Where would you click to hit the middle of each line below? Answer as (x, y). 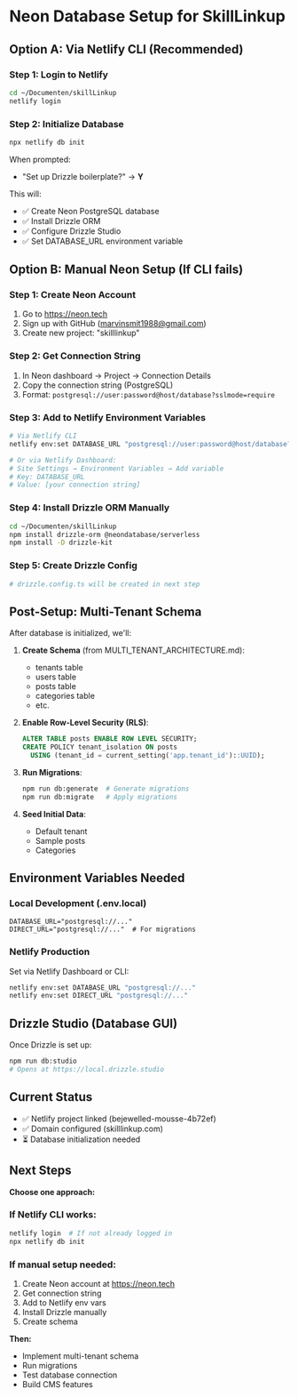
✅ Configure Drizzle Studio (71, 231)
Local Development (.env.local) (78, 903)
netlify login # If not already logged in (91, 1233)
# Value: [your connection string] (75, 485)
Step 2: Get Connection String (75, 356)
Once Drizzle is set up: (51, 1045)
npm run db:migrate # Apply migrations (99, 797)
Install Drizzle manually (64, 1312)
